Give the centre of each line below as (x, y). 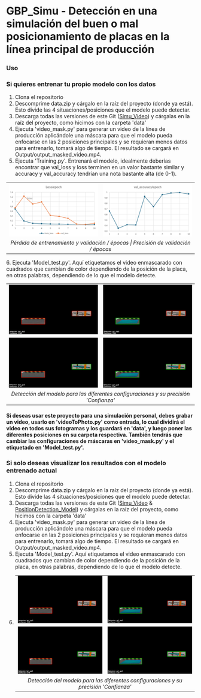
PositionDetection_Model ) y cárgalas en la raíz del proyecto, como (97, 509)
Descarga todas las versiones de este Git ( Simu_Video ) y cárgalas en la (102, 116)
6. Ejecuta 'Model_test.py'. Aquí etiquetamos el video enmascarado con (94, 262)
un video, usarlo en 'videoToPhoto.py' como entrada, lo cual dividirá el (96, 422)
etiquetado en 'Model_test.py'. (45, 448)
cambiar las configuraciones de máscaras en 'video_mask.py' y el (90, 441)
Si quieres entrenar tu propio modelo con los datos (81, 84)
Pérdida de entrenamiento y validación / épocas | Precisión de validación (100, 243)
